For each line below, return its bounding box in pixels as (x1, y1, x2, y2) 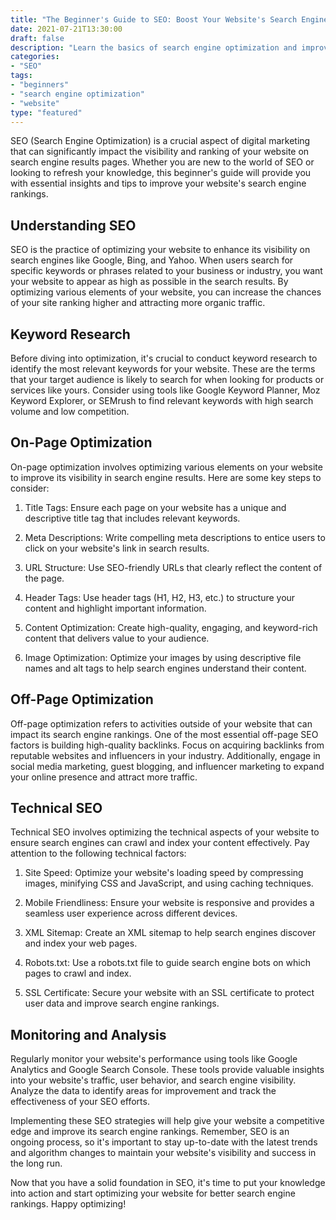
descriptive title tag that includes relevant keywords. (24, 512, 241, 524)
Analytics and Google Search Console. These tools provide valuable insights (10, 1064, 325, 1076)
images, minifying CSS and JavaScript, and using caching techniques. (24, 877, 314, 890)
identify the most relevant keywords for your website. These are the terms (10, 363, 316, 375)
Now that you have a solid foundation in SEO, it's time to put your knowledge (10, 1177, 326, 1189)
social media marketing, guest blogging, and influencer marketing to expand (10, 760, 325, 772)
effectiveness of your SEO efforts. (10, 1096, 150, 1108)
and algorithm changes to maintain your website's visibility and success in (10, 1147, 317, 1159)
